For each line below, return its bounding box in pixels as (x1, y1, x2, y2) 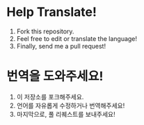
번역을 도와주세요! (6, 69, 104, 84)
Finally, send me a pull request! (16, 42, 106, 50)
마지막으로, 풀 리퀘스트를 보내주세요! (16, 110, 115, 118)
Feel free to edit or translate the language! (16, 34, 137, 42)
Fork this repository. (16, 27, 74, 35)
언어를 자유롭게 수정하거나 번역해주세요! (16, 101, 125, 110)
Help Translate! (6, 4, 97, 20)
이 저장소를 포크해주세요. (16, 92, 84, 101)
